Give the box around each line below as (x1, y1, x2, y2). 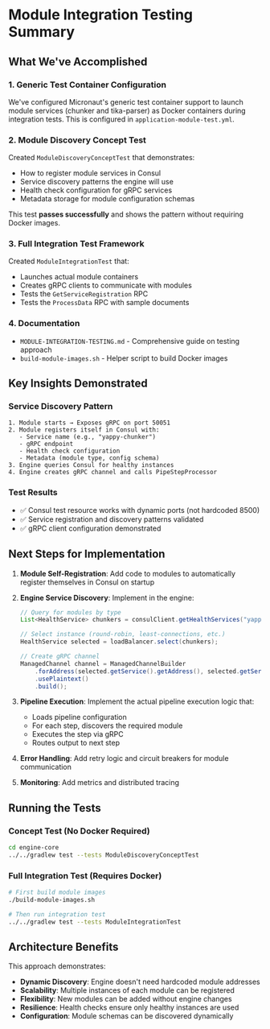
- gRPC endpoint (18, 440, 74, 448)
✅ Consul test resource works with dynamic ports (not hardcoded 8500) (19, 505, 260, 514)
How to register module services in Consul (19, 168, 162, 178)
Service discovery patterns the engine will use (19, 177, 174, 187)
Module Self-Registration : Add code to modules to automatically (19, 568, 235, 578)
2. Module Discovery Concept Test (8, 134, 147, 146)
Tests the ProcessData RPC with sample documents (19, 298, 190, 308)
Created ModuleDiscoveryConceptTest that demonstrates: (8, 153, 195, 163)
